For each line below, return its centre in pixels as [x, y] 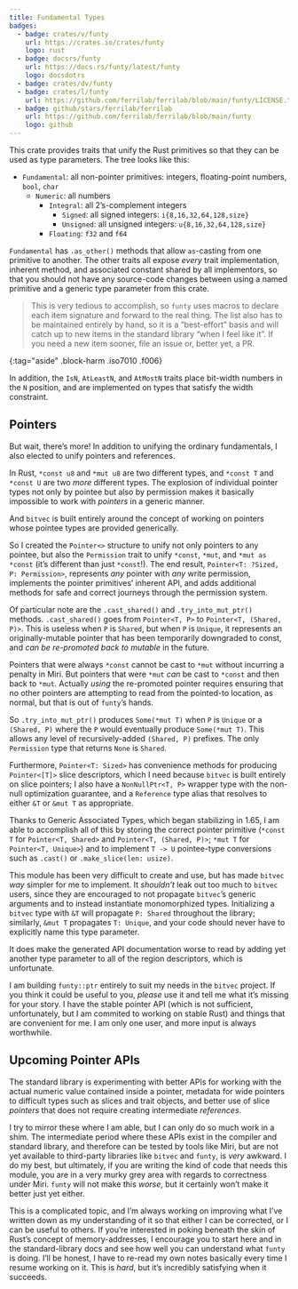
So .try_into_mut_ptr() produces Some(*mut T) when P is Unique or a [136, 719]
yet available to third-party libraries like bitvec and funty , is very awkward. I [148, 1156]
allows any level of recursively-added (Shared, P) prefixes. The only [134, 738]
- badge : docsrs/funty [59, 59]
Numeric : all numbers [73, 196]
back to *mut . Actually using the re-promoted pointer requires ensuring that [146, 683]
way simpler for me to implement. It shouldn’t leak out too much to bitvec [144, 885]
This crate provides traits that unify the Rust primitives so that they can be [144, 150]
